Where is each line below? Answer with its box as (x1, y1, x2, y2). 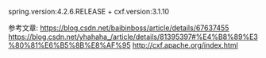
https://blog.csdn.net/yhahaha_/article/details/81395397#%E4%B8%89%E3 (8, 32, 258, 41)
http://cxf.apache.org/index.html (132, 41, 238, 50)
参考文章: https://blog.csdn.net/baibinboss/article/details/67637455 (8, 23, 229, 33)
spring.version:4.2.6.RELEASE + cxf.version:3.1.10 (8, 7, 169, 16)
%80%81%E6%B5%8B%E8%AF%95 (8, 41, 131, 50)
